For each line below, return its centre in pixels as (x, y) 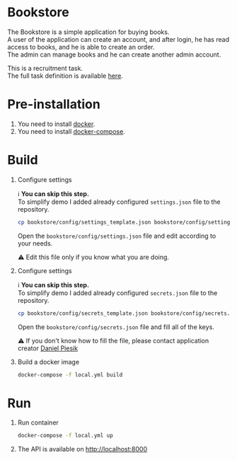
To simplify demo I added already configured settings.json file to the (119, 202)
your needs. (35, 243)
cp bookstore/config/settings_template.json (84, 222)
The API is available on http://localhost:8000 (82, 449)
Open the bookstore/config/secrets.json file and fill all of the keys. (116, 327)
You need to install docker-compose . (71, 131)
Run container (38, 422)
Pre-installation (54, 104)
